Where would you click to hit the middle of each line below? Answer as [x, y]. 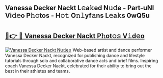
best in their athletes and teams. [38, 71]
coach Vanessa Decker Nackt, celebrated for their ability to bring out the [79, 66]
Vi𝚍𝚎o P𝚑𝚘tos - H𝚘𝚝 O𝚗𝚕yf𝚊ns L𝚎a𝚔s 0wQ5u [77, 16]
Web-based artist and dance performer [112, 50]
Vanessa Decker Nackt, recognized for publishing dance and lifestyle [75, 55]
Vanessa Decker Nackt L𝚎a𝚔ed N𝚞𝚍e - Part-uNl [80, 8]
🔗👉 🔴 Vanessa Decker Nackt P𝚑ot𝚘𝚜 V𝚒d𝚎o [75, 36]
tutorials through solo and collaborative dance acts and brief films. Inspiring [81, 61]
